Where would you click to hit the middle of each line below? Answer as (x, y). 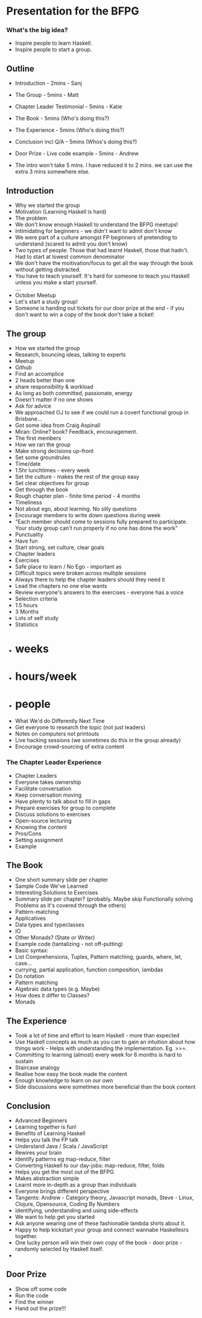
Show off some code (41, 1289)
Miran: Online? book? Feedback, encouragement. (76, 431)
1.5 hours (26, 605)
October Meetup (35, 295)
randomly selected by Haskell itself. (59, 1249)
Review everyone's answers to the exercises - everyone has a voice (99, 592)
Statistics (27, 624)
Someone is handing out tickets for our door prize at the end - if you (99, 308)
